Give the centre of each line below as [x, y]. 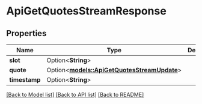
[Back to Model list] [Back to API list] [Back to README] [75, 95]
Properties [26, 33]
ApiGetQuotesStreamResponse [86, 11]
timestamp [25, 80]
